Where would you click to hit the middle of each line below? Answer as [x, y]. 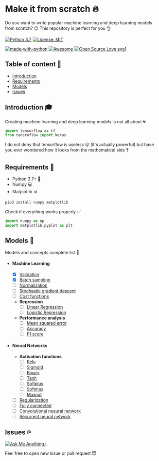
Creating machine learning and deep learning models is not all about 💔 [75, 121]
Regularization [34, 400]
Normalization [33, 285]
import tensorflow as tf [30, 131]
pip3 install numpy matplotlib [37, 203]
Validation [29, 274]
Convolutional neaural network [50, 411]
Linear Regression [45, 307]
